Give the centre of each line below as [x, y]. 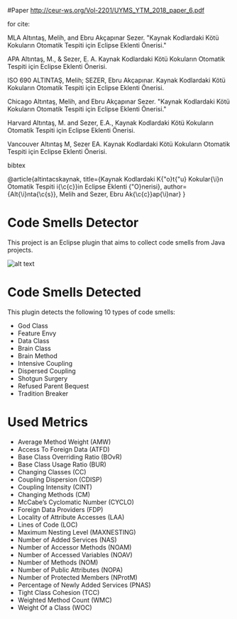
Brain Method [38, 356]
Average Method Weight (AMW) [64, 442]
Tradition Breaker [43, 394]
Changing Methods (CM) [54, 494]
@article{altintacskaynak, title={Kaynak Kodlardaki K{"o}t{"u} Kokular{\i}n [115, 179]
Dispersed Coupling [46, 371]
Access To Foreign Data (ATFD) [64, 449]
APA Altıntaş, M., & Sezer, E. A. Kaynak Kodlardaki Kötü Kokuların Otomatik [116, 59]
